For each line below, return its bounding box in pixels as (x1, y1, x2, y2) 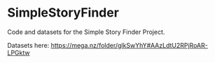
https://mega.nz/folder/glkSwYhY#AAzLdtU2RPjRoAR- (50, 41, 208, 49)
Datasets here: (7, 41, 50, 49)
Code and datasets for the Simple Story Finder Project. (7, 28, 165, 36)
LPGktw (7, 48, 30, 57)
